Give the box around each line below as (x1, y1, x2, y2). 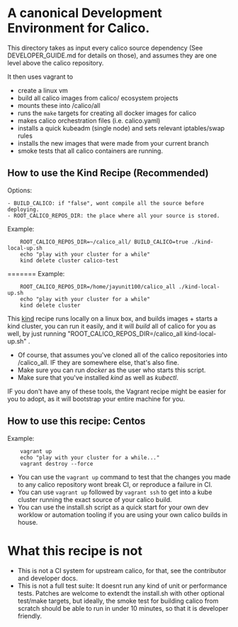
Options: (7, 186, 33, 195)
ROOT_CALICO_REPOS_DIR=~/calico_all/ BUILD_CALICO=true (20, 238, 189, 246)
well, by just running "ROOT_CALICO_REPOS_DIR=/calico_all (7, 329, 183, 338)
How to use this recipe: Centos (7, 415, 146, 427)
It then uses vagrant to (7, 72, 73, 81)
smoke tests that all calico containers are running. (17, 146, 163, 155)
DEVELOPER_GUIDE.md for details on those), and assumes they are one (7, 51, 217, 60)
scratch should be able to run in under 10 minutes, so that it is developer (17, 604, 229, 612)
